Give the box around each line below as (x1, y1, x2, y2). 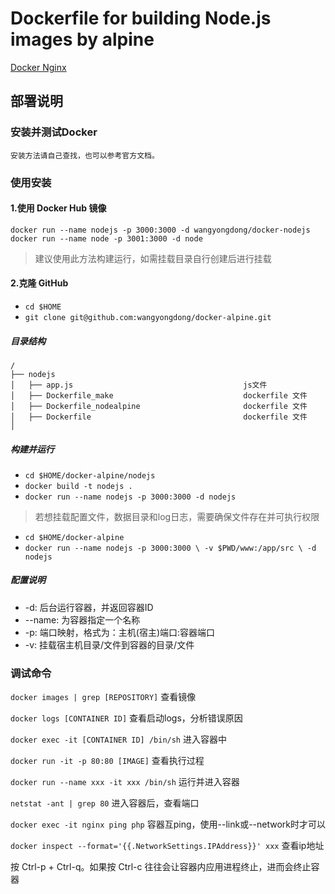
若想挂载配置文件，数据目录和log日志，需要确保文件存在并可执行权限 (34, 510, 320, 522)
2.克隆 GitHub (10, 277, 69, 289)
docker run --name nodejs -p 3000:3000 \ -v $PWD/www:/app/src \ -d (24, 543, 317, 553)
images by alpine (10, 28, 155, 51)
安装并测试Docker (10, 125, 98, 139)
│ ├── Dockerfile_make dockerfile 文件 (10, 390, 308, 401)
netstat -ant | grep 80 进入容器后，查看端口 (10, 797, 200, 809)
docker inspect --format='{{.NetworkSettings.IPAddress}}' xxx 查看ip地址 (10, 840, 325, 852)
